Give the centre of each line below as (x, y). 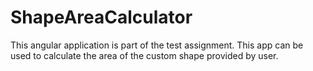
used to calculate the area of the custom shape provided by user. (144, 55)
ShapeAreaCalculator (101, 17)
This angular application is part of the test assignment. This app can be (157, 45)
